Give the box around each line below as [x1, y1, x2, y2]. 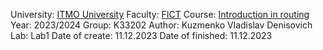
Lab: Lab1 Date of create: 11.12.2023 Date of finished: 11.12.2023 [10, 30, 273, 41]
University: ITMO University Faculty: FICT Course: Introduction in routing [10, 9, 310, 20]
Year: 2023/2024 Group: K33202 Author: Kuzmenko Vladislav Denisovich [10, 19, 313, 31]
